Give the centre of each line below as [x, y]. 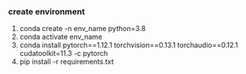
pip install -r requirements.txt [66, 62]
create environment [46, 12]
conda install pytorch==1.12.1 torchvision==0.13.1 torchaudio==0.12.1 [129, 45]
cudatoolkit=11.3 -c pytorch [64, 54]
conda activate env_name [61, 37]
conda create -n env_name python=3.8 [83, 29]
